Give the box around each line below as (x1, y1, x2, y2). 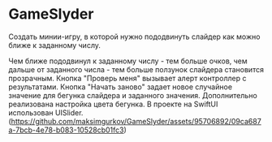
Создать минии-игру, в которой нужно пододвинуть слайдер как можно (8, 32, 261, 41)
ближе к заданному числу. (8, 40, 101, 49)
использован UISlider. (8, 107, 84, 118)
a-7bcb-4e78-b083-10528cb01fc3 (8, 125, 124, 135)
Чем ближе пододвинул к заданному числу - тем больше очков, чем (8, 56, 248, 66)
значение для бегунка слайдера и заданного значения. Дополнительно (8, 90, 257, 100)
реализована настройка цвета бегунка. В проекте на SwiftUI (8, 99, 218, 109)
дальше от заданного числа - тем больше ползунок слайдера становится (8, 64, 264, 74)
